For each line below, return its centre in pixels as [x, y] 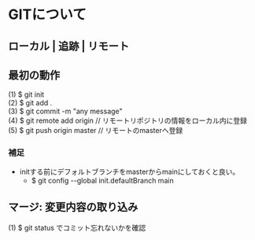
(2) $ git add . [30, 103]
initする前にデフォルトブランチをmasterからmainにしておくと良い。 [129, 172]
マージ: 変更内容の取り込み [73, 207]
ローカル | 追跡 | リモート [69, 46]
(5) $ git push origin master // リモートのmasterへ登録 [96, 131]
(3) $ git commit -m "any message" [66, 111]
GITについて [47, 15]
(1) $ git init [26, 94]
